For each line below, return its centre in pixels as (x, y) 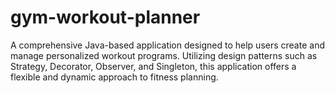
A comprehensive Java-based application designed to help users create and (167, 45)
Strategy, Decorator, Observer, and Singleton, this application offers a (153, 66)
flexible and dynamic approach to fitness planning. (114, 77)
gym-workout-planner (105, 17)
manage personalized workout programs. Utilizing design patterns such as (164, 55)
